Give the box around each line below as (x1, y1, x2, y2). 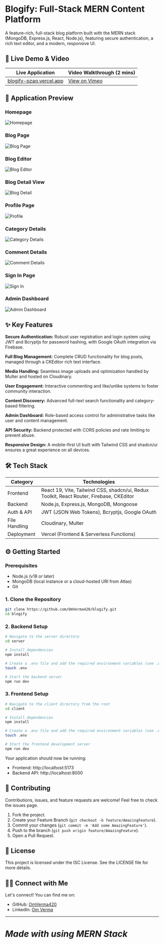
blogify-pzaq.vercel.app (7, 77, 63, 84)
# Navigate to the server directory (5, 634, 80, 639)
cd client (5, 706, 25, 711)
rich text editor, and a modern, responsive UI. (5, 40, 96, 46)
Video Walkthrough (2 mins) (68, 69, 136, 76)
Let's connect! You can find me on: (5, 892, 76, 898)
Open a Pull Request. (12, 832, 55, 838)
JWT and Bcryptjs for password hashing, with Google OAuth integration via (5, 339, 156, 345)
